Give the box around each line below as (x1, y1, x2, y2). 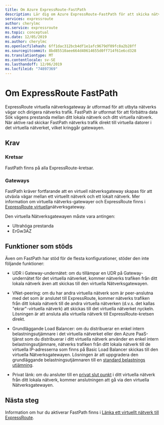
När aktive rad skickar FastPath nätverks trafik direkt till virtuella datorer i (5, 119, 152, 125)
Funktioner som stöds (5, 242, 73, 251)
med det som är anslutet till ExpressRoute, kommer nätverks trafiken (12, 295, 150, 301)
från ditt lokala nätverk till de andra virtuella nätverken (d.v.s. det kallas (12, 300, 155, 306)
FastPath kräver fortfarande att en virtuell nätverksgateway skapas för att (5, 188, 152, 194)
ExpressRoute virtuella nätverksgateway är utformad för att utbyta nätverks (5, 104, 157, 109)
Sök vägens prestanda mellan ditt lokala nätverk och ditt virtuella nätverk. (5, 114, 153, 120)
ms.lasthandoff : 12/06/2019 (5, 62, 62, 67)
